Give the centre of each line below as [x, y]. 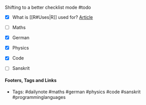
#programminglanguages [39, 97]
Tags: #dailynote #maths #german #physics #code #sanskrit [76, 92]
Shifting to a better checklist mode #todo [48, 7]
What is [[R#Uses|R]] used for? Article [53, 17]
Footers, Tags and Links [31, 80]
